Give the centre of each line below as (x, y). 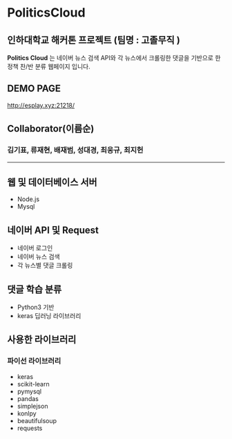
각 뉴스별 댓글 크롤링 (45, 265)
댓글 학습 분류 (35, 289)
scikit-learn (33, 384)
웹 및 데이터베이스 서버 (52, 182)
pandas (28, 398)
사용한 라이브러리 (42, 340)
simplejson (32, 406)
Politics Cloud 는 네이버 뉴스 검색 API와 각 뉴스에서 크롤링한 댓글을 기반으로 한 (114, 58)
